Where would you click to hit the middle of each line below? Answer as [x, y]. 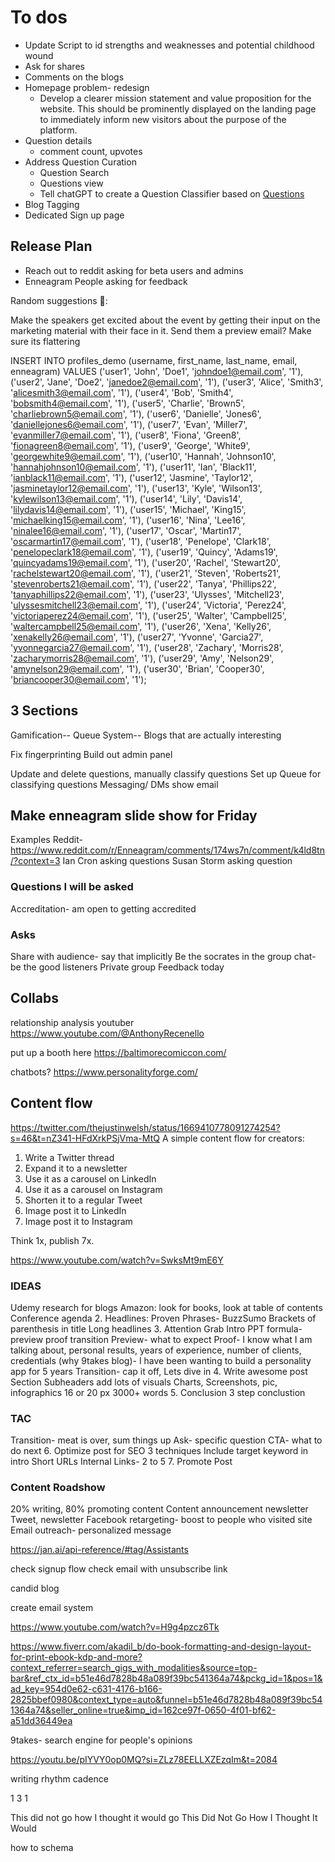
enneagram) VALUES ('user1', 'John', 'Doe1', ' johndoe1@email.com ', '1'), [157, 371]
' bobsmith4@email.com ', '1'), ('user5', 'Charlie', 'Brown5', [128, 403]
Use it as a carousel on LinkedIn [90, 1178]
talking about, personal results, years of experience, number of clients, [156, 1350]
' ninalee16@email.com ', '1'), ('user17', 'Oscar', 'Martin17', [126, 530]
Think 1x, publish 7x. [52, 1240]
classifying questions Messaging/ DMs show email [114, 784]
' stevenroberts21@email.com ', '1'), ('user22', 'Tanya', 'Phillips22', [143, 583]
